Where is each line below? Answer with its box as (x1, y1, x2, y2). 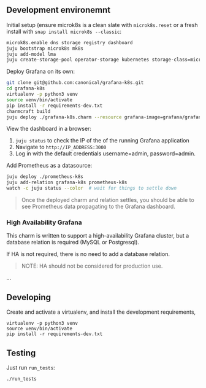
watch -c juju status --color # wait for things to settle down (6, 185, 177, 192)
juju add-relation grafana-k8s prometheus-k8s (6, 179, 128, 186)
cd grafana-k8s (6, 85, 45, 91)
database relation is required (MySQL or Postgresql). (6, 239, 140, 246)
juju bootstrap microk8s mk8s (6, 45, 84, 52)
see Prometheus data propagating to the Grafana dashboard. (21, 203, 176, 211)
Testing (6, 347, 36, 358)
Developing (6, 292, 51, 303)
